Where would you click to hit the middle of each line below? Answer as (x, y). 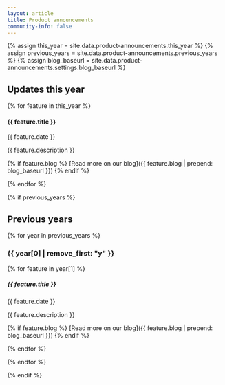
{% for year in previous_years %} (54, 236)
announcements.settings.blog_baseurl (61, 68)
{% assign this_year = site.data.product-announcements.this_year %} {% (110, 46)
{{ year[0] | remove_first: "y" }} (61, 254)
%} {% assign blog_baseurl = (49, 60)
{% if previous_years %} (41, 197)
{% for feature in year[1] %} (46, 268)
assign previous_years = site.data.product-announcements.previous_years (112, 53)
